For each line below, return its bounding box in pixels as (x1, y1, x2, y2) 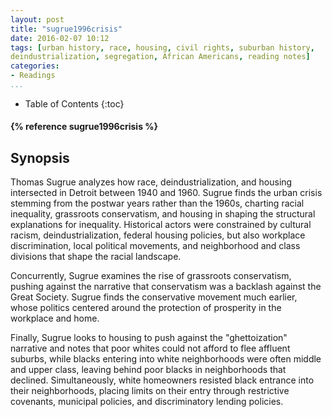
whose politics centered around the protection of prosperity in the (10, 302, 282, 314)
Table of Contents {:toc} (24, 97, 125, 110)
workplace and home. (10, 312, 100, 325)
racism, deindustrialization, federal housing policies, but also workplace (10, 229, 306, 241)
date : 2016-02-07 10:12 (10, 33, 110, 43)
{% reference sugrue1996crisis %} (10, 121, 159, 133)
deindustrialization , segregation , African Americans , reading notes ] (10, 52, 311, 62)
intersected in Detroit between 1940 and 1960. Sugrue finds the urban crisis (10, 187, 323, 199)
